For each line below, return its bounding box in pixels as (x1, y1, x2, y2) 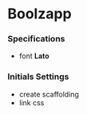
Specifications (7, 33, 65, 45)
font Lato (18, 51, 49, 61)
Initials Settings (7, 71, 69, 82)
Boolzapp (7, 5, 73, 23)
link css (18, 97, 45, 108)
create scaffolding (18, 89, 79, 99)
